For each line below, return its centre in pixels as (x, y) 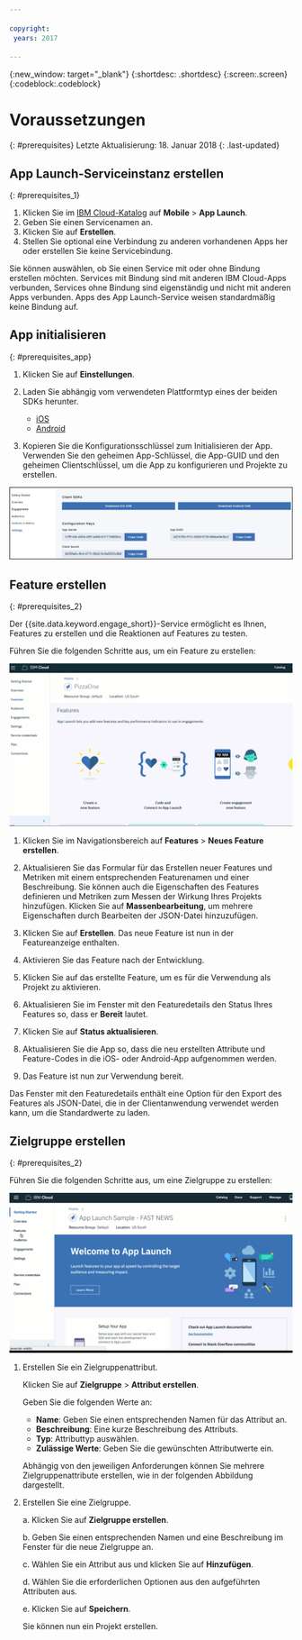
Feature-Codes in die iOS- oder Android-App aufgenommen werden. (149, 1059)
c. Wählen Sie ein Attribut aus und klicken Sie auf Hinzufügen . (138, 1564)
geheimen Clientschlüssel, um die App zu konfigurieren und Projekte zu (155, 465)
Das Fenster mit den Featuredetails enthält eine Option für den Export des (146, 1094)
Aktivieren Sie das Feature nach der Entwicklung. (113, 961)
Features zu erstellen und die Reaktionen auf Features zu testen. (129, 633)
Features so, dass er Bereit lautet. (85, 1015)
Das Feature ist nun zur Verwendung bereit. (103, 1076)
